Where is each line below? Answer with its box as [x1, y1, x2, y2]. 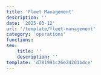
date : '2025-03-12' [6, 20, 56, 26]
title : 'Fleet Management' [6, 8, 74, 15]
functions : [6, 37, 34, 43]
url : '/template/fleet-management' [6, 25, 96, 32]
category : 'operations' [6, 31, 67, 37]
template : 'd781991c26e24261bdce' [6, 59, 94, 65]
